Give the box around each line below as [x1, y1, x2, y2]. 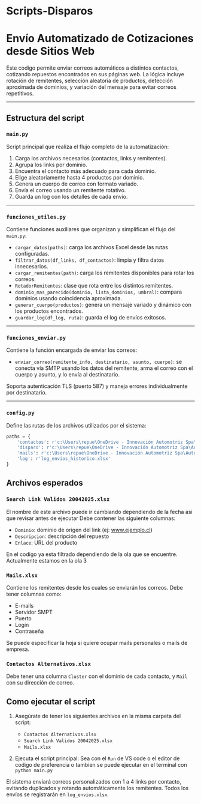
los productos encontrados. [14, 307, 84, 315]
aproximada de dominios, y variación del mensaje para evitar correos [6, 83, 176, 91]
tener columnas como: [6, 590, 62, 597]
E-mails [14, 602, 34, 609]
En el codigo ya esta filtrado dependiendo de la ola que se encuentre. [6, 551, 178, 558]
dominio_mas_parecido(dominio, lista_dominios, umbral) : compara [14, 288, 182, 295]
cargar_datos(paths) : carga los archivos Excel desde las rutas [14, 244, 169, 251]
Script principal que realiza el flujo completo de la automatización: [6, 143, 169, 150]
